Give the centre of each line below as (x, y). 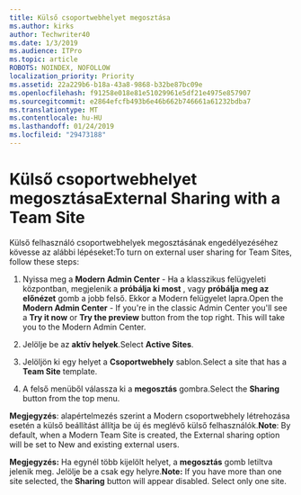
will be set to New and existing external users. (94, 444)
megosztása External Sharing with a (145, 198)
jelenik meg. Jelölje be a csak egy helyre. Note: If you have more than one (146, 471)
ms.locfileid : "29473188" (58, 135)
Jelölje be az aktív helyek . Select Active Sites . (108, 344)
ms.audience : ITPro (46, 51)
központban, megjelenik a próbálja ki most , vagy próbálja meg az (146, 288)
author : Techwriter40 (50, 34)
